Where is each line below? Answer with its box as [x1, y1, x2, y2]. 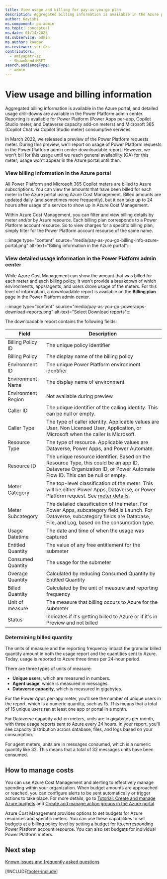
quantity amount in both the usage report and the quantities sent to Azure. [5, 651, 157, 657]
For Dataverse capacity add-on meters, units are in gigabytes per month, [5, 715, 155, 722]
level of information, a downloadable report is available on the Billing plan [5, 288, 156, 294]
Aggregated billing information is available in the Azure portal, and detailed [5, 105, 158, 111]
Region [7, 396, 24, 403]
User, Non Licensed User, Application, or [46, 424, 142, 431]
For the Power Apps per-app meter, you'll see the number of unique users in [5, 695, 162, 701]
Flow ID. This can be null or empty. [46, 471, 127, 478]
